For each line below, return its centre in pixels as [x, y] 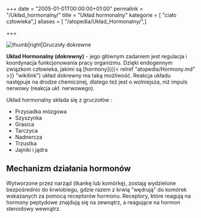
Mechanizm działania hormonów [68, 168]
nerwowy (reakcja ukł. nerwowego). [50, 88]
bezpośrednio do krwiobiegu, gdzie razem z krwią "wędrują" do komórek [97, 189]
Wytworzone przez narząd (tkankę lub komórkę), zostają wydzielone [91, 183]
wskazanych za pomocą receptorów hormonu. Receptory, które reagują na [98, 196]
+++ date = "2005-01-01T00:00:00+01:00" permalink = [75, 9]
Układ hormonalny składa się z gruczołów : [59, 100]
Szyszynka [28, 118]
